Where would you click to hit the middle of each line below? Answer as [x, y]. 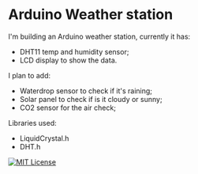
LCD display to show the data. [68, 60]
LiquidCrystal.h [44, 138]
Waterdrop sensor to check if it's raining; [86, 91]
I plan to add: [30, 75]
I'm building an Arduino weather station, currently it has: [99, 36]
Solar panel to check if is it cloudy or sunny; [91, 99]
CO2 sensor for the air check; [68, 108]
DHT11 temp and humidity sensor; [74, 51]
